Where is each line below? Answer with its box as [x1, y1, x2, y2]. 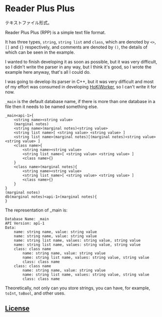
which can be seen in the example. [5, 49, 75, 55]
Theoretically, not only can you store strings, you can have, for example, [5, 285, 150, 291]
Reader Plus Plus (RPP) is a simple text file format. [5, 29, 106, 35]
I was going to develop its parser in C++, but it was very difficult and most [5, 79, 154, 85]
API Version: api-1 [5, 221, 45, 226]
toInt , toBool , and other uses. [5, 290, 66, 296]
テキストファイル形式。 [5, 20, 52, 25]
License [5, 304, 30, 313]
